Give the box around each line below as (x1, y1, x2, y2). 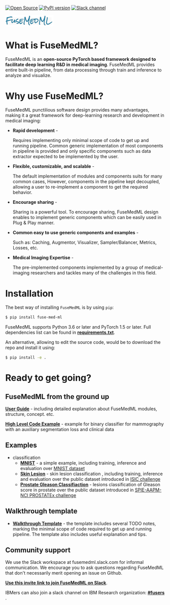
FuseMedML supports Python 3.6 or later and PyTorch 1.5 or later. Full (5, 324, 151, 330)
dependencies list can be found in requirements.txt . (5, 330, 115, 336)
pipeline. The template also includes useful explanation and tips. (12, 531, 147, 537)
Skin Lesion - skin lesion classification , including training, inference (20, 471, 163, 477)
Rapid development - (12, 127, 58, 134)
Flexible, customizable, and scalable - (12, 163, 95, 169)
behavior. (12, 189, 32, 195)
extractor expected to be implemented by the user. (12, 154, 119, 160)
